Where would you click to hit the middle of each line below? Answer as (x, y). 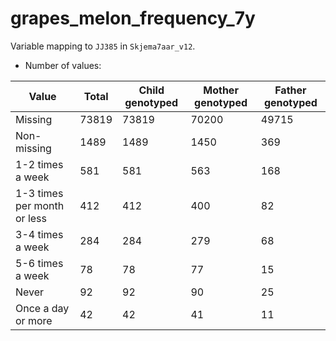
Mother (221, 90)
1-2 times (39, 164)
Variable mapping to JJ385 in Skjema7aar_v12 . (103, 46)
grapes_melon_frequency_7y (133, 18)
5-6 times (39, 263)
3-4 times (39, 234)
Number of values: (63, 65)
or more (34, 320)
